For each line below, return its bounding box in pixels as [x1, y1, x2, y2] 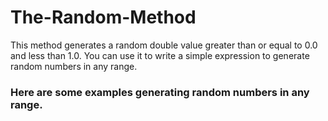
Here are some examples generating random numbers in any [10, 85, 310, 99]
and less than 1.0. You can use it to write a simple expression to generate [10, 49, 310, 61]
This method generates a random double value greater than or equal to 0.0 [10, 39, 318, 51]
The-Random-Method [10, 6, 197, 29]
